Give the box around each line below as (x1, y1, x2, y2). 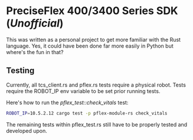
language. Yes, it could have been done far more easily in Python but (6, 42, 174, 49)
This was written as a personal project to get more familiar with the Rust (6, 36, 181, 43)
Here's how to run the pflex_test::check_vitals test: (6, 99, 129, 106)
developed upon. (6, 127, 47, 134)
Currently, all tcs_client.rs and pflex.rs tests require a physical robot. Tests (6, 81, 186, 88)
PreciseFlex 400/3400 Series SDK (6, 4, 178, 18)
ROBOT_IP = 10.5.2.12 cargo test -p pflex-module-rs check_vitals (6, 110, 168, 116)
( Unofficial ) (6, 16, 64, 30)
